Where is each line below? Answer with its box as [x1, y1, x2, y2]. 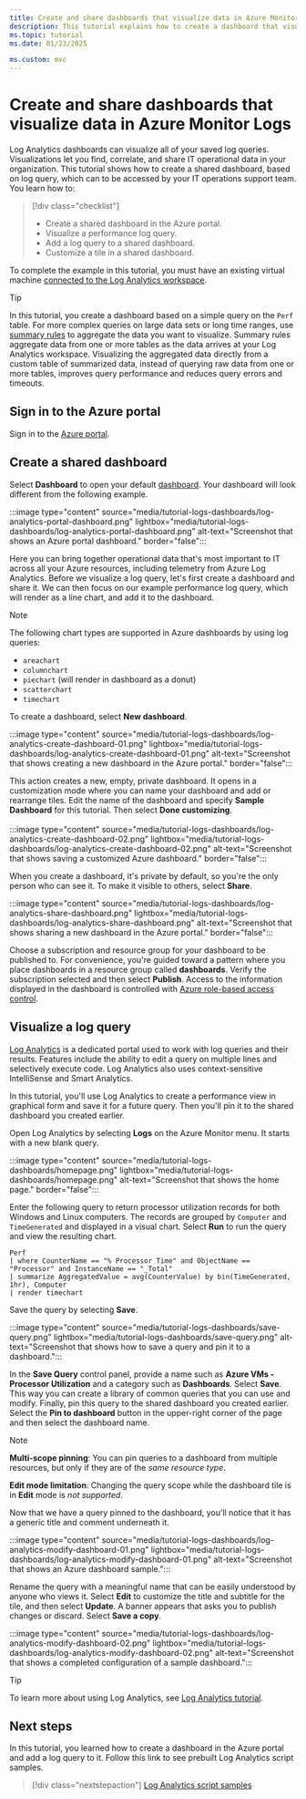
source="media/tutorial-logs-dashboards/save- [101, 1321, 280, 1332]
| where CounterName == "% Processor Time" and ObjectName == [9, 1256, 250, 1266]
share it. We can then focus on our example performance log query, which [9, 582, 289, 593]
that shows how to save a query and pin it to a [76, 1341, 250, 1352]
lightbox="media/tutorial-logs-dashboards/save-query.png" [53, 1331, 279, 1342]
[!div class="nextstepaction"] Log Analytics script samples [31, 1780, 252, 1791]
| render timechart [9, 1287, 84, 1298]
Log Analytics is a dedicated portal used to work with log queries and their [9, 1043, 289, 1054]
